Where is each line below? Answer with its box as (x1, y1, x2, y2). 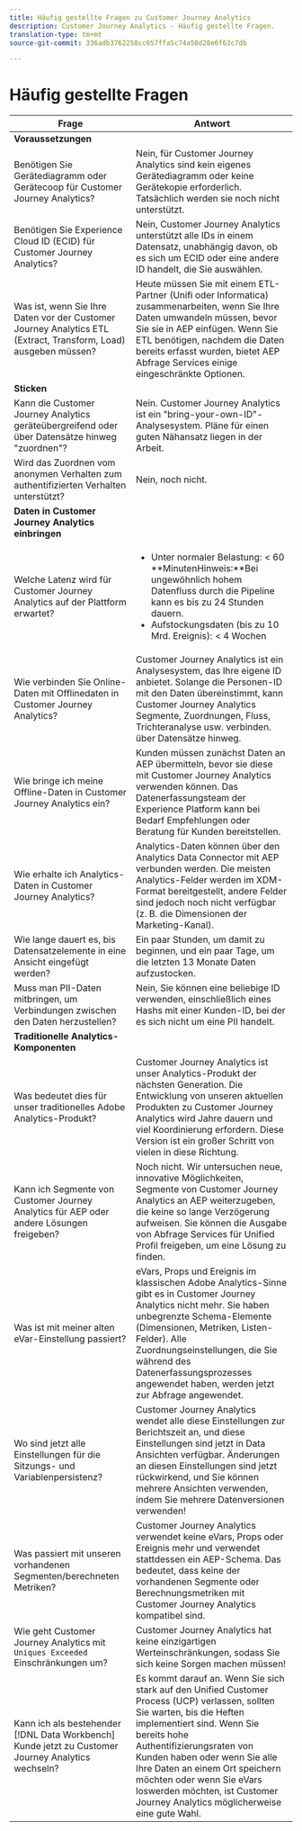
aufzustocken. (136, 967, 196, 980)
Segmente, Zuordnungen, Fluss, (136, 710, 271, 723)
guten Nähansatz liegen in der (136, 431, 263, 444)
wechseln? (13, 1763, 60, 1775)
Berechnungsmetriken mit (136, 1587, 245, 1600)
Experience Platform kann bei (136, 803, 261, 815)
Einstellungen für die (13, 1449, 102, 1461)
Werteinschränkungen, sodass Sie (136, 1647, 280, 1659)
